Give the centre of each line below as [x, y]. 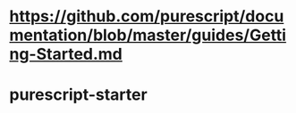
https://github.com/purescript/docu [147, 16]
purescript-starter [78, 95]
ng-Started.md [66, 54]
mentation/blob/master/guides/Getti [148, 35]
